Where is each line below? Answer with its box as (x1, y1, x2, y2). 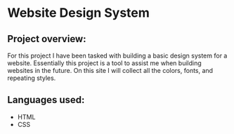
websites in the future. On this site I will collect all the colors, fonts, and (7, 67, 213, 74)
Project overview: (7, 33, 86, 45)
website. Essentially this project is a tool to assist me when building (7, 59, 202, 67)
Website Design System (7, 5, 150, 21)
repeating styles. (7, 74, 56, 82)
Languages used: (7, 94, 85, 106)
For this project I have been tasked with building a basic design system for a (7, 51, 228, 60)
